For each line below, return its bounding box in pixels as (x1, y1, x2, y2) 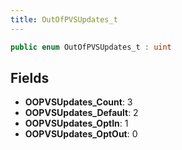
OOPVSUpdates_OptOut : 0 (24, 128, 138, 140)
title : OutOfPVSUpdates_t (10, 14, 118, 25)
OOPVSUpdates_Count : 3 (24, 96, 133, 108)
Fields (10, 69, 50, 86)
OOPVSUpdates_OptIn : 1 (24, 117, 129, 130)
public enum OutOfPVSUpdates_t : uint (10, 42, 172, 52)
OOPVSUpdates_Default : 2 (24, 107, 139, 119)
